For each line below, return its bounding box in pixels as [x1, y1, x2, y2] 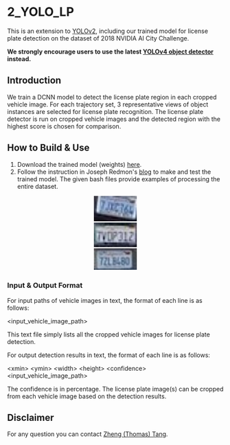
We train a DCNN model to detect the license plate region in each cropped [7, 93, 218, 101]
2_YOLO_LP [7, 4, 74, 20]
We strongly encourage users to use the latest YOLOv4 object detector [7, 47, 214, 56]
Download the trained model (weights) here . [16, 160, 142, 168]
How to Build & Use [7, 142, 90, 154]
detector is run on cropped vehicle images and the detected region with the [7, 115, 221, 123]
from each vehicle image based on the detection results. [7, 392, 167, 400]
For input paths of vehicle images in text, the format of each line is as [7, 296, 203, 304]
